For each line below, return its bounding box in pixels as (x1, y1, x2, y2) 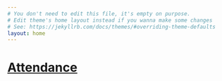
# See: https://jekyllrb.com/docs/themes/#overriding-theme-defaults (7, 23, 216, 30)
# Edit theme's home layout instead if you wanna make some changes (7, 17, 213, 24)
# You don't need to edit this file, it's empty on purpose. (7, 10, 191, 17)
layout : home (7, 29, 46, 37)
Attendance (7, 60, 78, 75)
